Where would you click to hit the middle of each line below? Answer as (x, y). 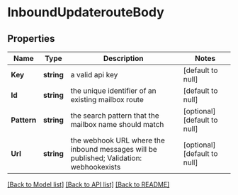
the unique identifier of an (114, 91)
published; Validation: (106, 158)
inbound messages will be (114, 149)
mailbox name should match (117, 124)
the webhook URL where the (118, 140)
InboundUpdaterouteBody (86, 12)
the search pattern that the (115, 116)
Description (123, 58)
